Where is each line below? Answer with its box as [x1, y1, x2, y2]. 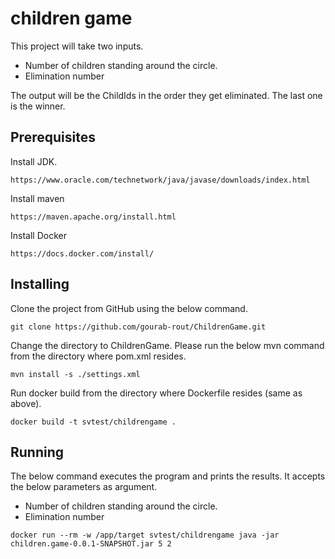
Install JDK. [10, 155, 58, 167]
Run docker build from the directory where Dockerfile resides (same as [10, 387, 303, 399]
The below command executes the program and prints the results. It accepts [10, 470, 326, 482]
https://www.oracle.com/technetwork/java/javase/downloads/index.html [10, 175, 311, 185]
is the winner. [10, 100, 66, 112]
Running [10, 443, 65, 461]
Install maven [10, 192, 65, 204]
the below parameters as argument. [10, 481, 158, 493]
